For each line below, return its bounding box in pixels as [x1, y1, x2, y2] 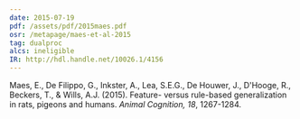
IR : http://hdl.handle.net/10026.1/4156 [9, 55, 164, 64]
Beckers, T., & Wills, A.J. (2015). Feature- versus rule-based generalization [9, 89, 287, 100]
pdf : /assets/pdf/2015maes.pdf [9, 22, 127, 31]
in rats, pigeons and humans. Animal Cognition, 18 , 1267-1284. [9, 99, 242, 109]
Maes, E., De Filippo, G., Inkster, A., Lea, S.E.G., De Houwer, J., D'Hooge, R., [9, 80, 291, 90]
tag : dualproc [9, 38, 63, 48]
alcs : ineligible [9, 47, 75, 56]
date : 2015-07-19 [9, 13, 75, 23]
